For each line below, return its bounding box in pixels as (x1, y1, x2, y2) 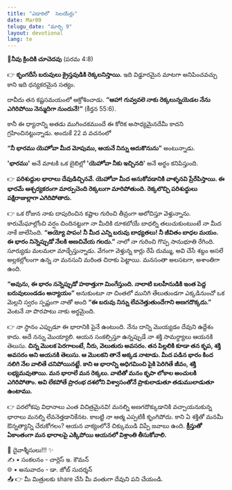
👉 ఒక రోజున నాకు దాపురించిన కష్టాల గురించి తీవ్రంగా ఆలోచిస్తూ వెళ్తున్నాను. (7, 209, 191, 218)
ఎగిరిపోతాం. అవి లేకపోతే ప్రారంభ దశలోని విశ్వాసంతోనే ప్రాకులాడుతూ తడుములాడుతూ (7, 378, 215, 386)
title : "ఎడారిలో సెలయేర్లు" (7, 10, 78, 17)
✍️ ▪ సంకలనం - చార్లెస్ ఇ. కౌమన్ (7, 455, 89, 464)
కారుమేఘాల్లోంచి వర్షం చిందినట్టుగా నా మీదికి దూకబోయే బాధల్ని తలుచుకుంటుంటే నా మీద (7, 219, 222, 228)
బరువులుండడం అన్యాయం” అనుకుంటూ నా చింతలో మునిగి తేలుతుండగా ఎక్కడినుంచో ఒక (7, 289, 225, 298)
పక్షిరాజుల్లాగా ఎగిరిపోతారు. (7, 194, 72, 202)
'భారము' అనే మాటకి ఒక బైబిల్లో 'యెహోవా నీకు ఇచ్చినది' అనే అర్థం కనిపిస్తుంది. (7, 159, 199, 167)
